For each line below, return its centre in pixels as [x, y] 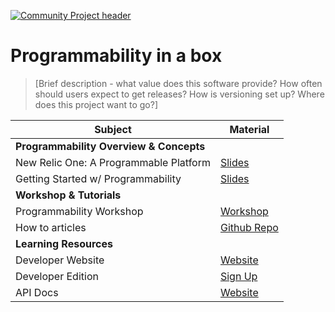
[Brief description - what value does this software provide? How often [178, 83]
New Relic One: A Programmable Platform [113, 162]
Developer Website [60, 260]
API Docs [37, 292]
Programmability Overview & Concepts [110, 146]
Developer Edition [57, 276]
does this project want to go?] [96, 104]
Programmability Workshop [79, 211]
